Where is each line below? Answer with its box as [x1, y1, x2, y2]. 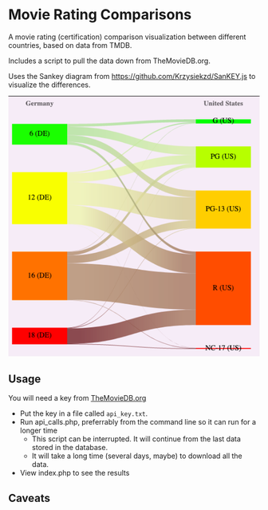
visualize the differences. [8, 80, 91, 89]
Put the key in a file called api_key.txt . [19, 409, 148, 418]
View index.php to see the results [19, 468, 130, 478]
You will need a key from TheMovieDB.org [8, 393, 147, 403]
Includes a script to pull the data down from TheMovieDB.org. [8, 56, 211, 65]
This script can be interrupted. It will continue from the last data [31, 434, 242, 444]
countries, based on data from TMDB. [8, 40, 132, 49]
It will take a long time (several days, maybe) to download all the [31, 451, 242, 461]
